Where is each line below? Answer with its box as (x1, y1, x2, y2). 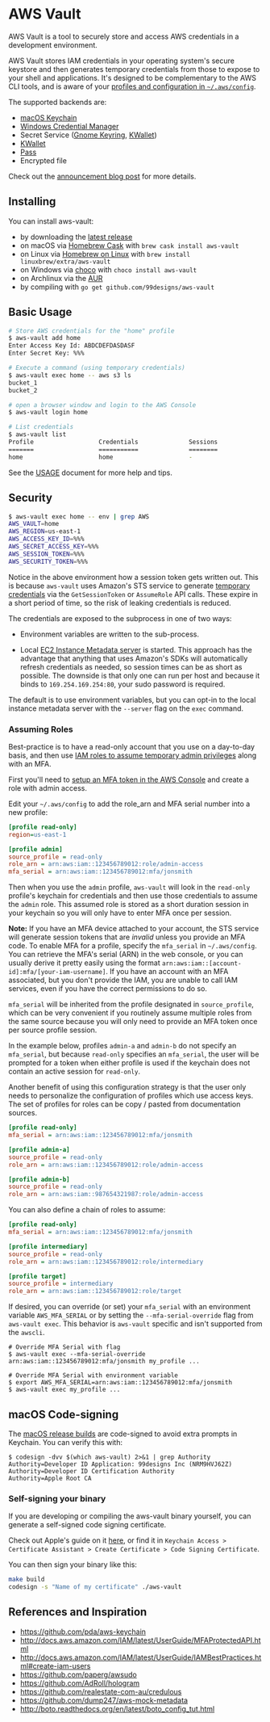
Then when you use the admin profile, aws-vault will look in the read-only (8, 882, 251, 892)
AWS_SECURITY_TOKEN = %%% (8, 557, 89, 565)
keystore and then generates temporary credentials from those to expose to (8, 64, 260, 73)
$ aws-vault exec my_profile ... (8, 1386, 121, 1394)
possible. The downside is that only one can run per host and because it (19, 670, 260, 680)
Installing (8, 195, 56, 208)
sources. (8, 1108, 38, 1118)
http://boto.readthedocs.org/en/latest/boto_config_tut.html (19, 1703, 215, 1713)
